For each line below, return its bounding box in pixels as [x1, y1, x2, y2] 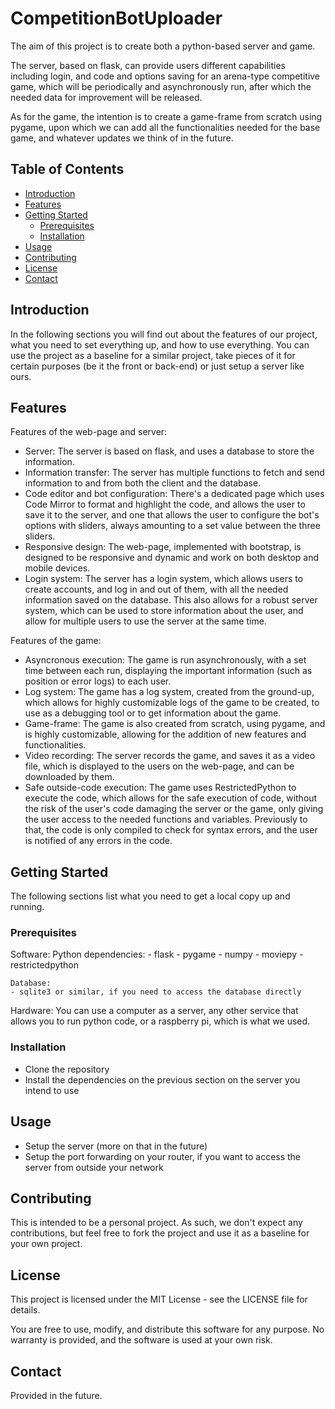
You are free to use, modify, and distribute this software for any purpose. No [10, 1323, 325, 1336]
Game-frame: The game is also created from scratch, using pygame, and [24, 718, 326, 730]
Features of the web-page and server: [10, 426, 168, 438]
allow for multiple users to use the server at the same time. [24, 615, 267, 627]
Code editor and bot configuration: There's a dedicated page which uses [24, 488, 325, 500]
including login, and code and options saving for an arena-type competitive [10, 70, 321, 82]
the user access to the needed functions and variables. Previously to [24, 813, 308, 826]
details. [10, 1304, 41, 1316]
